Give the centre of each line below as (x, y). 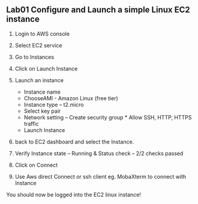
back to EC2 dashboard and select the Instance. (74, 142)
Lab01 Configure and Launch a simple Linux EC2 (98, 10)
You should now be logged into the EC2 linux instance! (73, 194)
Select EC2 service (38, 45)
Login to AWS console (42, 34)
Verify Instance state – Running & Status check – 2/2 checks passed (99, 153)
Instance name (42, 92)
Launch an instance (39, 80)
